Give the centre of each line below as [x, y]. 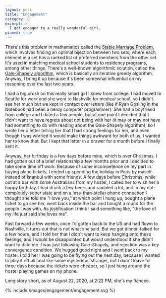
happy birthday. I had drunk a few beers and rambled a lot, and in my [76, 187]
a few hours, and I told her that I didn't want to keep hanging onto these [78, 234]
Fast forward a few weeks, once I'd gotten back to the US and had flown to [82, 223]
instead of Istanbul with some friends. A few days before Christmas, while [81, 177]
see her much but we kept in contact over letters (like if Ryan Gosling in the [82, 104]
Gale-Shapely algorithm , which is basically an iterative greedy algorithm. [79, 73]
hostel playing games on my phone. [42, 271]
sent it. [12, 146]
